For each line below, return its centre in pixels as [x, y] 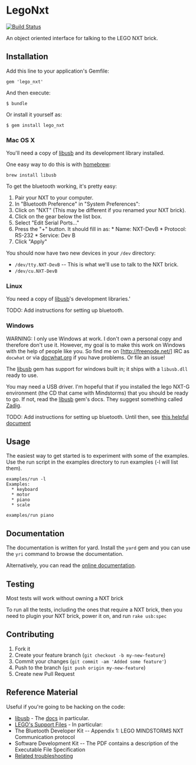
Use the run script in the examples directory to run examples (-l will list [92, 462]
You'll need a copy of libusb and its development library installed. [85, 153]
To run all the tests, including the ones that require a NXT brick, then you [94, 610]
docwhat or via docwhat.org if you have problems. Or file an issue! [86, 357]
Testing [20, 584]
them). [14, 468]
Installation [27, 57]
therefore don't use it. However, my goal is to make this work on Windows [96, 345]
